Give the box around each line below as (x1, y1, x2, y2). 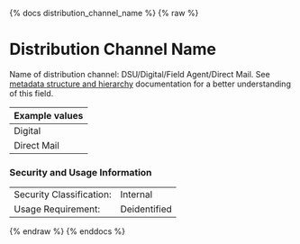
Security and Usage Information (9, 166, 152, 178)
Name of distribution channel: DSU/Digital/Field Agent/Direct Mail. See (9, 68, 270, 79)
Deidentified (120, 203, 173, 215)
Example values (14, 109, 84, 122)
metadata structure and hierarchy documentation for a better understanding (9, 78, 291, 89)
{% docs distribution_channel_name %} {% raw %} (9, 8, 199, 18)
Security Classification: (14, 188, 112, 201)
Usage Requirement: (14, 203, 101, 215)
